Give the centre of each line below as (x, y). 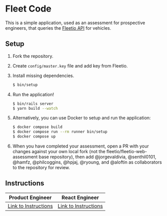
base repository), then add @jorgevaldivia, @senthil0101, (98, 157)
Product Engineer (30, 197)
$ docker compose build (37, 127)
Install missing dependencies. (43, 76)
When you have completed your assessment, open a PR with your (81, 146)
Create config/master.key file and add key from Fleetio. (70, 65)
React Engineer (80, 197)
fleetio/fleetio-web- (127, 151)
